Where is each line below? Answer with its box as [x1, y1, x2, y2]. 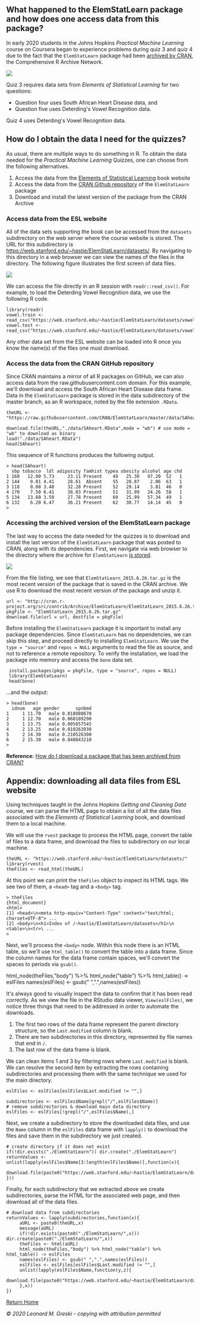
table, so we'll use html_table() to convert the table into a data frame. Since [6, 948, 193, 955]
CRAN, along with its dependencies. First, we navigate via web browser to [6, 545, 187, 552]
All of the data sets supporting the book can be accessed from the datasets [6, 228, 192, 235]
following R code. [6, 295, 49, 302]
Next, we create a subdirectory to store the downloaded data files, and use [6, 1120, 190, 1127]
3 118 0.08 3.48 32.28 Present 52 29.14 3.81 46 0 [6, 484, 183, 490]
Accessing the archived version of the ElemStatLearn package [6, 519, 190, 527]
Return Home [6, 1299, 39, 1306]
